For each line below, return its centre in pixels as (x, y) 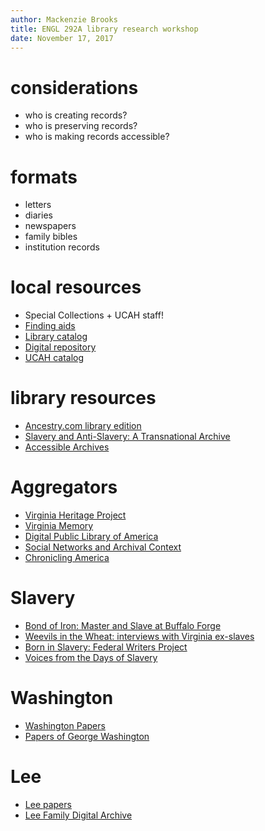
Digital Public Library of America (91, 537)
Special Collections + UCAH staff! (94, 315)
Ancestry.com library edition (83, 426)
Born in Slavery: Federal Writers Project (106, 647)
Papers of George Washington (87, 736)
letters (38, 205)
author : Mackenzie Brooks (64, 19)
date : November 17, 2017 (62, 38)
